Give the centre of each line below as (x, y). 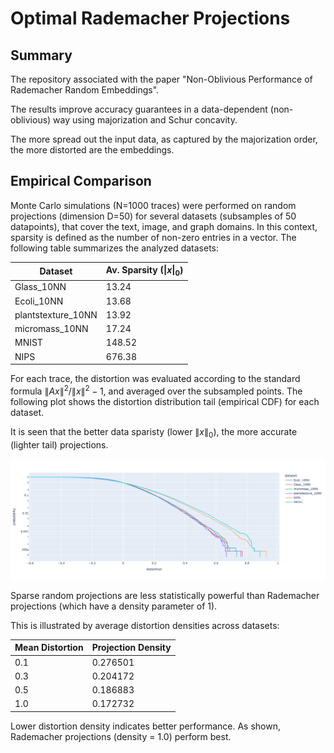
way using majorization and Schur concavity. (145, 120)
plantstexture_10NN (56, 314)
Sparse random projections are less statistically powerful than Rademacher (165, 595)
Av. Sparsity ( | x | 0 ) (144, 271)
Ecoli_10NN (39, 301)
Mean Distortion (49, 648)
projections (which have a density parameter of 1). (114, 606)
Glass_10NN (40, 287)
